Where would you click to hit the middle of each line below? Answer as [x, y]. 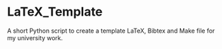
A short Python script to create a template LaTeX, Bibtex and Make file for [111, 31]
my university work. [35, 37]
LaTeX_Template [55, 12]
